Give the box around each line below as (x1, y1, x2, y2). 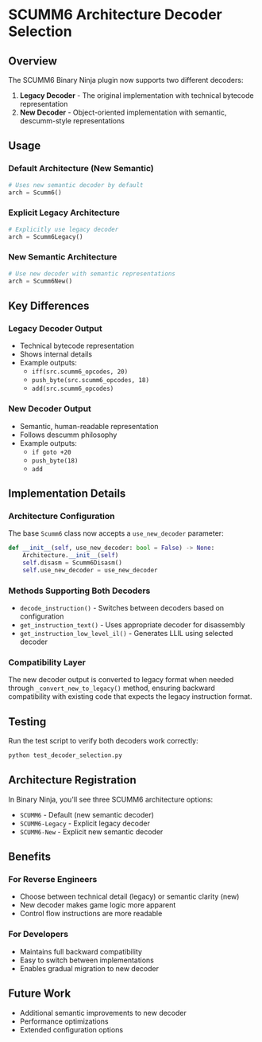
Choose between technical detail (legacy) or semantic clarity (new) (19, 892, 240, 901)
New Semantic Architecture (8, 252, 118, 263)
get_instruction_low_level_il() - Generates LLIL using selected (19, 629, 233, 638)
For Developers (8, 929, 69, 940)
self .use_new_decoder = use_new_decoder (22, 566, 158, 574)
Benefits (8, 850, 52, 864)
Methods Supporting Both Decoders (8, 585, 151, 596)
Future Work (8, 987, 71, 1001)
